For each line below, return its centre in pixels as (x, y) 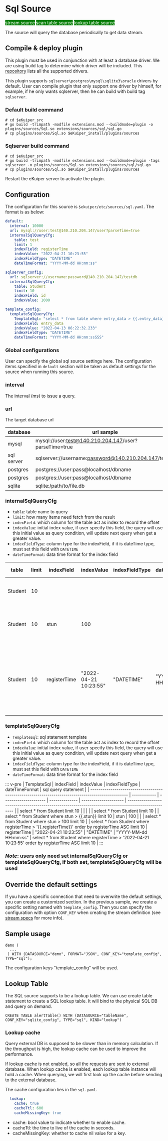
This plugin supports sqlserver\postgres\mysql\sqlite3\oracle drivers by (81, 80)
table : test (26, 240)
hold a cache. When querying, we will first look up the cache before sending (84, 1075)
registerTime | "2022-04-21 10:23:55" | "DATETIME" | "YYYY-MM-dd (76, 832)
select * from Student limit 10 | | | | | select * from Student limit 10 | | (89, 811)
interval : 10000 (26, 226)
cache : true (26, 1104)
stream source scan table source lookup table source (60, 23)
